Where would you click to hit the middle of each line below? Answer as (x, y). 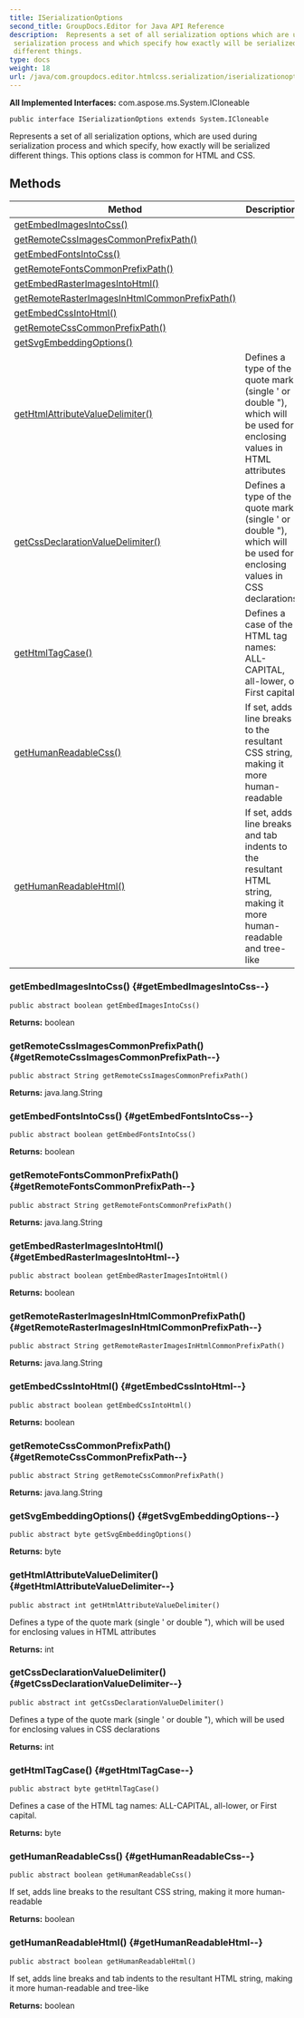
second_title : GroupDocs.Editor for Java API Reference (117, 26)
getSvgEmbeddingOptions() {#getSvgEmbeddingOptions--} (145, 1516)
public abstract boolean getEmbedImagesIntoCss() (105, 1005)
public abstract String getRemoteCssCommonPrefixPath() (117, 1475)
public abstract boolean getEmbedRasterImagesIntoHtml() (119, 1276)
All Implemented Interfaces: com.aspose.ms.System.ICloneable (130, 102)
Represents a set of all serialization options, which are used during (133, 136)
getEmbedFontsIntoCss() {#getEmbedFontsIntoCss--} (132, 1116)
